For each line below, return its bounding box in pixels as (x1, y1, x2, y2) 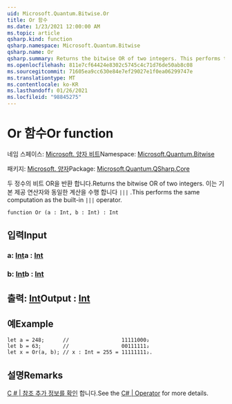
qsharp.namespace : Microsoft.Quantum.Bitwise (7, 42, 140, 49)
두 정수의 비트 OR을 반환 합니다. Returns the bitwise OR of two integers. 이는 (7, 179, 217, 187)
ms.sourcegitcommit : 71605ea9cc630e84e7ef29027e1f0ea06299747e (7, 68, 193, 75)
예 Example (7, 318, 54, 329)
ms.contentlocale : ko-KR (7, 81, 79, 88)
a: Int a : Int (7, 250, 43, 260)
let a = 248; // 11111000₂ (7, 337, 150, 344)
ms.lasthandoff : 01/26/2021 (7, 87, 88, 94)
